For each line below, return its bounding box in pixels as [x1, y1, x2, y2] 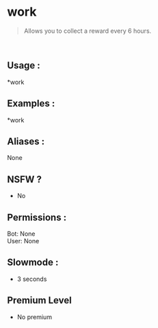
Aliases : [7, 135, 45, 147]
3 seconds [16, 275, 47, 283]
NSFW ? [7, 174, 42, 185]
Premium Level [7, 295, 72, 306]
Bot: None [7, 230, 36, 238]
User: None [7, 237, 40, 245]
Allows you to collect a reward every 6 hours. [23, 27, 152, 35]
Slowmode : [7, 257, 59, 269]
